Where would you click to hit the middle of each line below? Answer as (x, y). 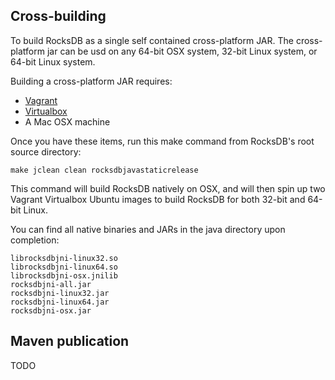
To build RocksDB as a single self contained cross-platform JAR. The (152, 40)
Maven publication (70, 341)
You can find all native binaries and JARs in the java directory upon (148, 229)
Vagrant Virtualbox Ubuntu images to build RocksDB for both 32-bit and (158, 199)
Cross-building (58, 16)
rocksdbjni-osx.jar (51, 310)
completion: (35, 240)
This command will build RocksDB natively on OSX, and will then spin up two (168, 188)
